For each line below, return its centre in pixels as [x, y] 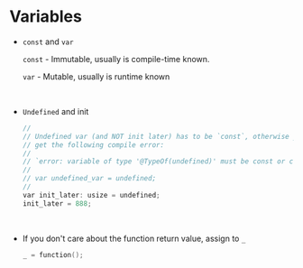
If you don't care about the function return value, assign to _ [134, 238]
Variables [46, 17]
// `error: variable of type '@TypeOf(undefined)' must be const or [154, 162]
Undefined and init [55, 111]
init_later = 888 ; [57, 203]
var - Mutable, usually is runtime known [96, 76]
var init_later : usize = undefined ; [91, 195]
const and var [48, 42]
